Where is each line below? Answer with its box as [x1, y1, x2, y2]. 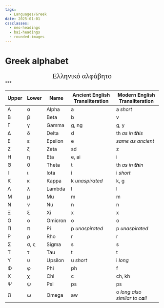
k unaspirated [71, 177, 103, 184]
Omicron [46, 217, 67, 224]
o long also [116, 288, 142, 295]
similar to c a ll [116, 294, 147, 301]
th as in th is [116, 130, 143, 136]
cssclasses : [5, 21, 29, 26]
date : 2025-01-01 [5, 16, 41, 21]
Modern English [117, 91, 155, 98]
